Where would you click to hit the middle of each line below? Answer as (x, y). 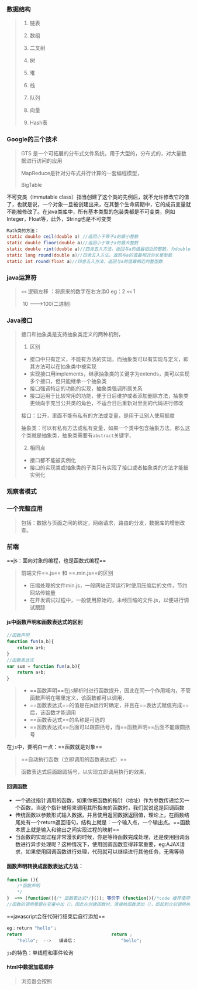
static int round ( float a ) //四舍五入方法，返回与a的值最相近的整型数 (85, 261)
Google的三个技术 (32, 139)
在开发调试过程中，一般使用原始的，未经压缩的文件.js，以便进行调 (109, 600)
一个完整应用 (25, 509)
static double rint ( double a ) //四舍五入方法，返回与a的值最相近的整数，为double (98, 249)
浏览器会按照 (36, 981)
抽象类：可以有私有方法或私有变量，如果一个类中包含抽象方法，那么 (103, 428)
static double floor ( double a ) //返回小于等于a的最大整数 (72, 243)
